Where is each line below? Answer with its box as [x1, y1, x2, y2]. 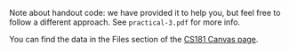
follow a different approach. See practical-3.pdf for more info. [9, 17, 241, 27]
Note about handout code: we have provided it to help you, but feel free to [9, 8, 281, 18]
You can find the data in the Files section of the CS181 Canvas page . [9, 34, 259, 44]
